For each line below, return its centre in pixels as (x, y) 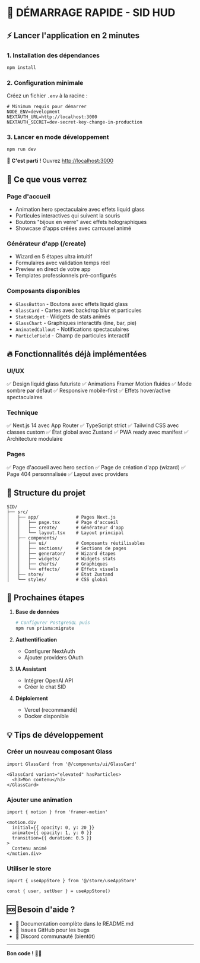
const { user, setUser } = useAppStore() (59, 891)
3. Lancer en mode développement (58, 137)
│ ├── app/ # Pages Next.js (61, 517)
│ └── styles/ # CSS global (58, 579)
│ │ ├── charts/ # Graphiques (58, 564)
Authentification (36, 640)
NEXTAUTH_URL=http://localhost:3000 (52, 117)
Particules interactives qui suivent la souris (68, 215)
